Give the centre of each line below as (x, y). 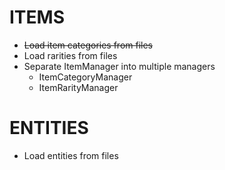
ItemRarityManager (78, 87)
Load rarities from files (70, 55)
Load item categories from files (88, 45)
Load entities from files (71, 155)
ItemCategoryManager (85, 77)
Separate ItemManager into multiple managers (119, 66)
